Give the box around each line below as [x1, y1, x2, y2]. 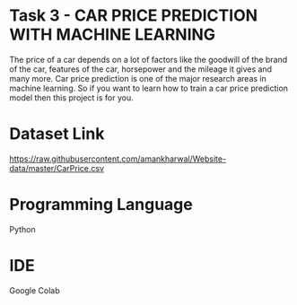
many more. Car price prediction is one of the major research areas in [9, 73, 267, 83]
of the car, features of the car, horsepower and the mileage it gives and [9, 64, 272, 74]
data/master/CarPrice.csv [9, 162, 105, 173]
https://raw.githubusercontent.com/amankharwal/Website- [9, 153, 227, 164]
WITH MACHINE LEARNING [9, 24, 216, 45]
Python [9, 223, 36, 234]
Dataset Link [9, 124, 105, 144]
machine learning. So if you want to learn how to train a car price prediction [9, 83, 289, 93]
